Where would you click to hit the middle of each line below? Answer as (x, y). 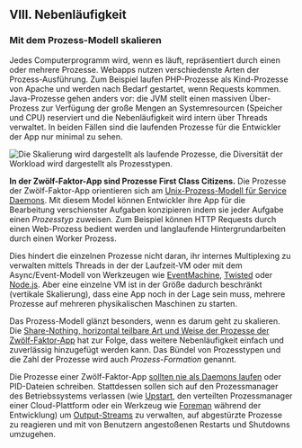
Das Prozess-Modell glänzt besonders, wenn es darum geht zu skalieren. (145, 321)
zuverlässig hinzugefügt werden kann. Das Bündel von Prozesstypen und (145, 349)
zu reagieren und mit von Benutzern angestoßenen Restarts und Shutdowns (150, 424)
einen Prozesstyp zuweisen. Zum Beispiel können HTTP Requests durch (143, 219)
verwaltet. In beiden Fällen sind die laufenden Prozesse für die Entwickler (145, 127)
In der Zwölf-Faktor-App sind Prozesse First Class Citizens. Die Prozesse (148, 181)
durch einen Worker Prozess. (63, 238)
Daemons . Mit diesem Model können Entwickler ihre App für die (127, 200)
